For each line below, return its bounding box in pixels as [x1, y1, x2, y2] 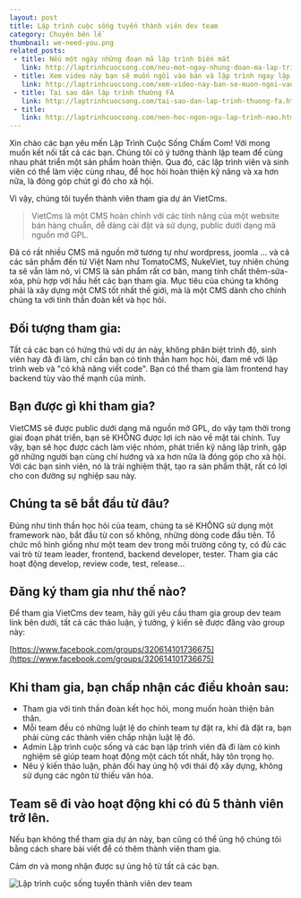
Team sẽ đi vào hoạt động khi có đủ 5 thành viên [9, 796, 284, 811]
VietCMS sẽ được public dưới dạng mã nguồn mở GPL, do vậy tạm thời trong [9, 422, 291, 433]
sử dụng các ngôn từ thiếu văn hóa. [21, 770, 154, 781]
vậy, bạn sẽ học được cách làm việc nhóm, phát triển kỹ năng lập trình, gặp [9, 441, 287, 453]
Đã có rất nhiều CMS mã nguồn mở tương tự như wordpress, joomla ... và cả [9, 247, 289, 258]
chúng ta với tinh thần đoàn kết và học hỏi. [9, 295, 167, 306]
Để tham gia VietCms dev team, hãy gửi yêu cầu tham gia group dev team [9, 608, 281, 618]
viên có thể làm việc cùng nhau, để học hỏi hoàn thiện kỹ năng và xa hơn [9, 167, 279, 177]
